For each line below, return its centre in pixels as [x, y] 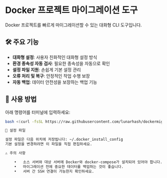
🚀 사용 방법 [21, 99]
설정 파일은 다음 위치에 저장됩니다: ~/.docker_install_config [64, 140]
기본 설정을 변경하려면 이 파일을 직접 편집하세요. [49, 144]
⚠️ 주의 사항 [15, 153]
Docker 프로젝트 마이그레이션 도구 [72, 10]
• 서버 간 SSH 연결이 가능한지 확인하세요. [54, 171]
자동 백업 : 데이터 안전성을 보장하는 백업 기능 [55, 82]
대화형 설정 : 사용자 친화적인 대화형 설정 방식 [55, 57]
